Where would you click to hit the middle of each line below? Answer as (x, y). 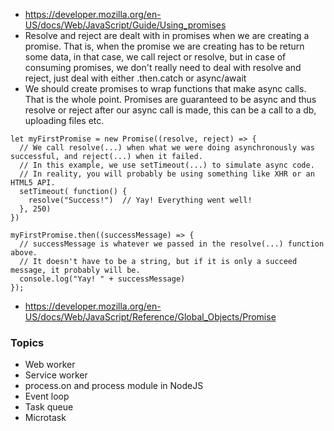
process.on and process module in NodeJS (114, 386)
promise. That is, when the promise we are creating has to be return (164, 46)
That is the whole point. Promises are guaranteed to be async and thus (170, 99)
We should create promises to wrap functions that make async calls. (165, 88)
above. (24, 253)
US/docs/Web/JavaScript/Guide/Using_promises (125, 25)
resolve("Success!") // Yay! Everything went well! (140, 200)
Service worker (56, 375)
